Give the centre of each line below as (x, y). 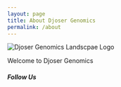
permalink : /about (34, 27)
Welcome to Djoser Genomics (50, 61)
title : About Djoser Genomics (52, 21)
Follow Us (22, 77)
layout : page (26, 14)
